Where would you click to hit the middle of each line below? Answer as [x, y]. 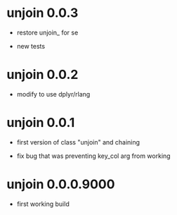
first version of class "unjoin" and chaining [78, 142]
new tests [31, 46]
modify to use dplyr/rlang [53, 94]
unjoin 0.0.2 [42, 75]
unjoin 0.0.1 [41, 123]
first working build [43, 204]
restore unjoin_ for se [47, 32]
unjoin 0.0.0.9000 [61, 184]
